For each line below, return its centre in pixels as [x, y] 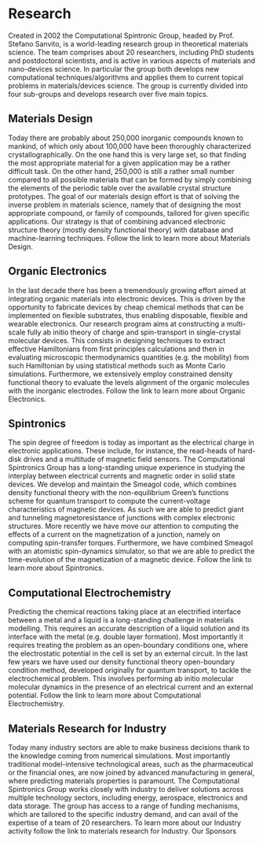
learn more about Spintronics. [56, 568]
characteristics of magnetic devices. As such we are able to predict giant [126, 509]
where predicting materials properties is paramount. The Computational [124, 781]
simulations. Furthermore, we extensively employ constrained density [121, 374]
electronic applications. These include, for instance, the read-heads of [122, 451]
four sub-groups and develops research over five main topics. [108, 94]
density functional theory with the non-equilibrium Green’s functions [119, 493]
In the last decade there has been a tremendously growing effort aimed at [127, 290]
